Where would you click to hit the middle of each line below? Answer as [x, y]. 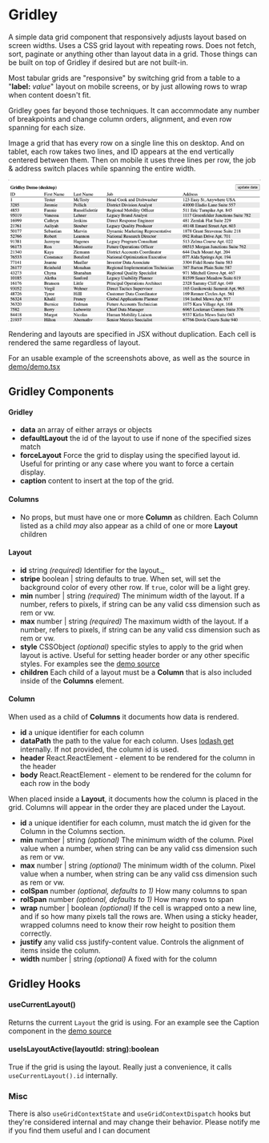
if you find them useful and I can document [79, 1131]
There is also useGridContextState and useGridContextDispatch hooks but [129, 1113]
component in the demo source [60, 1031]
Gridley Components [61, 392]
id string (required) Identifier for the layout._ [92, 570]
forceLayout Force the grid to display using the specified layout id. [130, 455]
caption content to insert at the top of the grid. [97, 481]
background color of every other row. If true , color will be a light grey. [135, 587]
